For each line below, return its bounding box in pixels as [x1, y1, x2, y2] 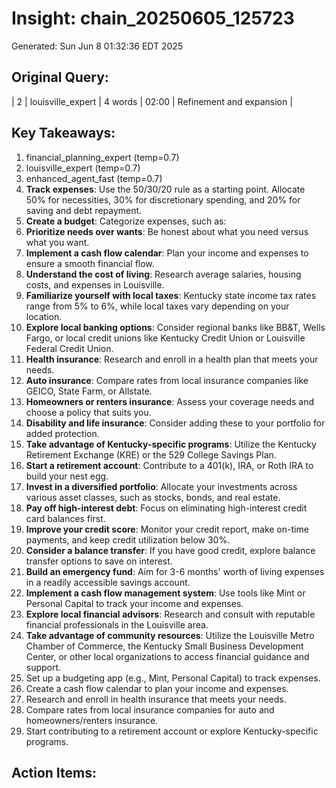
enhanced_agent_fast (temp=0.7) [25, 172, 163, 184]
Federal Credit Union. [25, 342, 114, 354]
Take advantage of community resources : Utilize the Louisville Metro [25, 629, 315, 641]
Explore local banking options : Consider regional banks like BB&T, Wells [25, 321, 326, 333]
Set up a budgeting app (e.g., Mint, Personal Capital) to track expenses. [25, 672, 321, 684]
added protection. [25, 427, 100, 439]
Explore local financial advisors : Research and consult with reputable [25, 608, 316, 620]
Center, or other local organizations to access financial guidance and [25, 650, 310, 662]
